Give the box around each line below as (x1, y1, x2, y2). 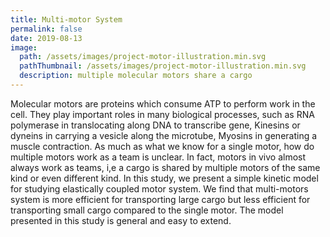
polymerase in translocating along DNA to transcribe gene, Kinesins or (10, 119, 301, 131)
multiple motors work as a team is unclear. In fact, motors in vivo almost (10, 151, 307, 163)
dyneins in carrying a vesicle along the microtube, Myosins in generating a (10, 129, 318, 141)
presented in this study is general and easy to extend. (10, 214, 232, 226)
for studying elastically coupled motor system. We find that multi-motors (10, 182, 309, 195)
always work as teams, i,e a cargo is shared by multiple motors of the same (10, 161, 321, 173)
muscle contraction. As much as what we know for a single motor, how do (10, 140, 315, 152)
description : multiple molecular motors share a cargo (19, 71, 253, 81)
